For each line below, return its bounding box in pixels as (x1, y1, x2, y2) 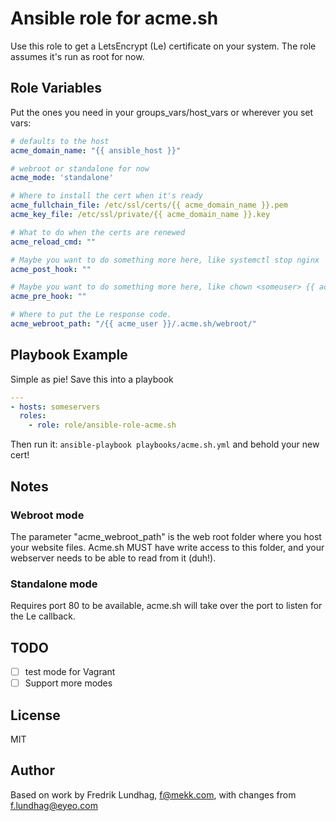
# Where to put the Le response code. (10, 310, 172, 320)
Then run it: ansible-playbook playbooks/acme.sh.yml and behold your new (10, 438, 320, 451)
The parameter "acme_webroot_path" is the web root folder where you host (10, 530, 322, 542)
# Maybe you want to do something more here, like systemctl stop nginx (10, 255, 320, 265)
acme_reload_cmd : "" (10, 237, 97, 247)
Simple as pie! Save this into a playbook (10, 373, 174, 385)
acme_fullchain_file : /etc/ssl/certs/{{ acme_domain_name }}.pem (10, 200, 288, 211)
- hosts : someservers (10, 402, 101, 412)
